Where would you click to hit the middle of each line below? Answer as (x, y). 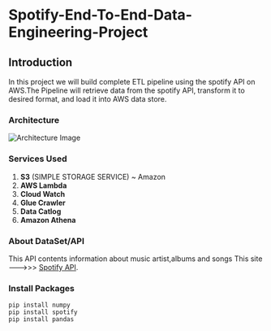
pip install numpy (39, 305)
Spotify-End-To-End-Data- (101, 15)
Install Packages (41, 288)
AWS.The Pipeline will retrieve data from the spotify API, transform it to (127, 90)
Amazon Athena (48, 220)
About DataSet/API (47, 241)
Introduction (41, 62)
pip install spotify (43, 312)
